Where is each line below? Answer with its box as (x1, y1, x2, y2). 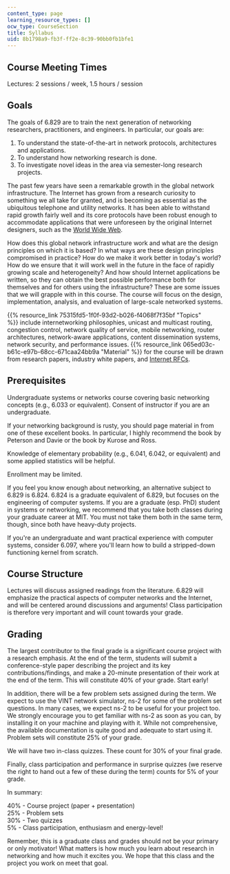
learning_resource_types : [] (7, 17, 91, 23)
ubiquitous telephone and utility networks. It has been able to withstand (7, 203, 210, 211)
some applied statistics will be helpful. (7, 456, 116, 465)
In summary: (7, 788, 43, 797)
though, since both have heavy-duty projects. (7, 520, 136, 528)
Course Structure (7, 567, 84, 580)
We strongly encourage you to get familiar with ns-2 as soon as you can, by (7, 712, 222, 720)
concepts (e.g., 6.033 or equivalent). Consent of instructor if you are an (7, 400, 210, 409)
